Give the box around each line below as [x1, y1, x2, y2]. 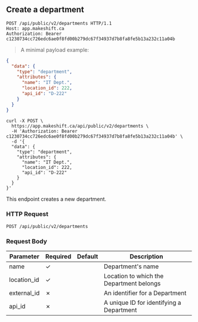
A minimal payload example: [20, 46, 90, 53]
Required [45, 252, 72, 261]
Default [77, 252, 98, 261]
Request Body [6, 237, 47, 245]
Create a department [6, 5, 84, 15]
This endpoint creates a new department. [6, 195, 107, 203]
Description [129, 252, 163, 261]
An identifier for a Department [104, 289, 187, 297]
